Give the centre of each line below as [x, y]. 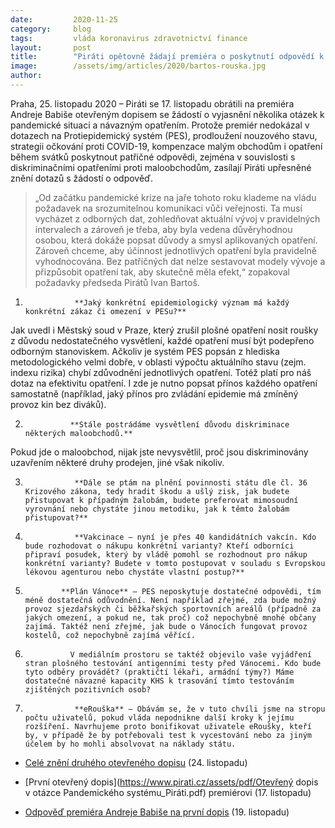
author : [26, 76]
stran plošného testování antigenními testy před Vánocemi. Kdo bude [173, 663]
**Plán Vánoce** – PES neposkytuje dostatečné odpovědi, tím [191, 591]
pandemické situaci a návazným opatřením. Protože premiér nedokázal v [160, 125]
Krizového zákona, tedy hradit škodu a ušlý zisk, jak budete [157, 491]
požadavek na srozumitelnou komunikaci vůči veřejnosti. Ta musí [168, 208]
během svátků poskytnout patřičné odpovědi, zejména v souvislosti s [153, 157]
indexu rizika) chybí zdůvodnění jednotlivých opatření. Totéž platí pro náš [161, 372]
